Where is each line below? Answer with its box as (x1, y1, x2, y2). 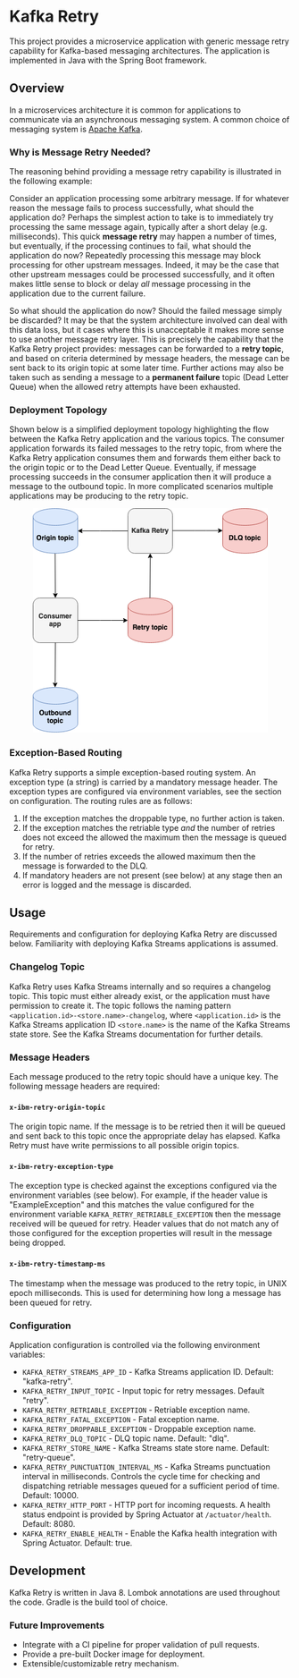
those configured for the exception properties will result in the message (9, 1228, 272, 1239)
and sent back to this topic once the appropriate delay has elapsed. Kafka (9, 1131, 281, 1141)
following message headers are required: (9, 1081, 161, 1092)
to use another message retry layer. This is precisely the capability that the (9, 334, 284, 345)
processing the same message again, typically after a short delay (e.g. (9, 222, 268, 233)
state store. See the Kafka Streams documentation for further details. (9, 1029, 263, 1039)
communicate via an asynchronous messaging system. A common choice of (9, 114, 290, 124)
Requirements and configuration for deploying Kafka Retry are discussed (9, 928, 278, 940)
